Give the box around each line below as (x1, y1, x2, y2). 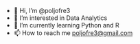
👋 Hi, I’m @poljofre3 (13, 7, 71, 14)
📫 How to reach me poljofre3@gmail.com (13, 29, 133, 37)
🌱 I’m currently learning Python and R (13, 21, 119, 29)
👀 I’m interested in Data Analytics (13, 14, 108, 22)
